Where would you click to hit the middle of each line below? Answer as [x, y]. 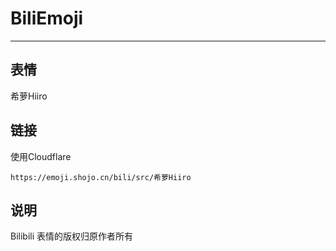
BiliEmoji [47, 18]
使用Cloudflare [41, 156]
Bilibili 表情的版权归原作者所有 [72, 236]
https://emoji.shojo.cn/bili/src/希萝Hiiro [101, 177]
